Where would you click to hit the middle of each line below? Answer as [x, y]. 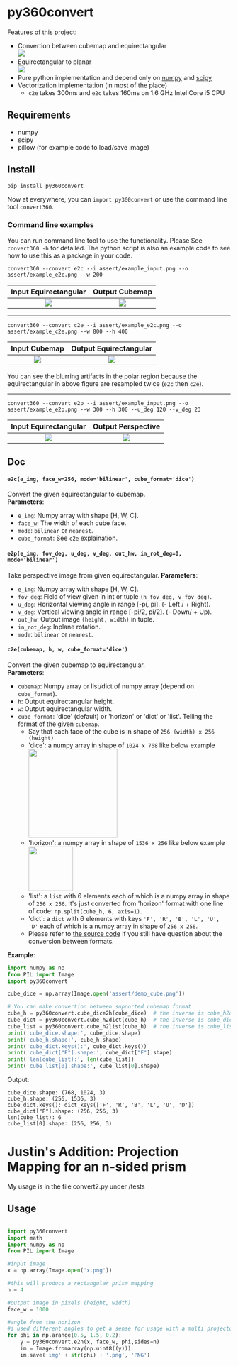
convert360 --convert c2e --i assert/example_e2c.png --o [95, 325]
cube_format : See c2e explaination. [68, 538]
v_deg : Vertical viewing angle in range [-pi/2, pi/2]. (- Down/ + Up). [115, 612]
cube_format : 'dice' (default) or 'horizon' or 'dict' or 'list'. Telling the [115, 716]
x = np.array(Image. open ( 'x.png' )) [60, 1271]
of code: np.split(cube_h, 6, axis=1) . [85, 911]
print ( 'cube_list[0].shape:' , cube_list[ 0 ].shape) [84, 1066]
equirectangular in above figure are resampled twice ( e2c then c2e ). [106, 383]
